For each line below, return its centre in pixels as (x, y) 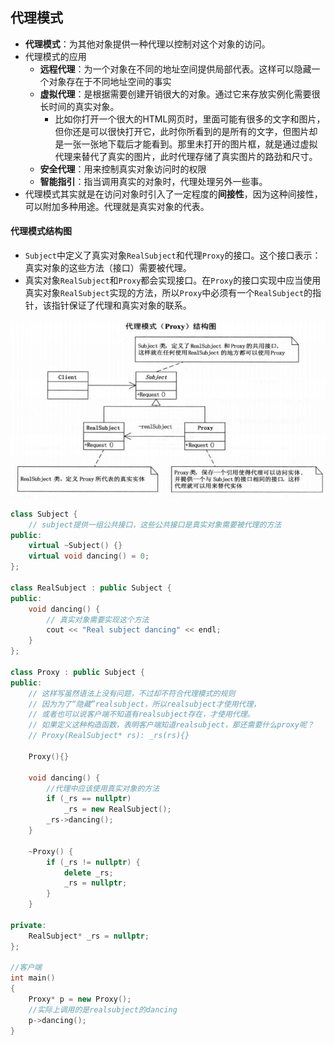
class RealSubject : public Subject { (91, 588)
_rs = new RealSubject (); (117, 809)
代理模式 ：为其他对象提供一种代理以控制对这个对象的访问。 (147, 44)
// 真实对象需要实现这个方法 (98, 619)
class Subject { (44, 514)
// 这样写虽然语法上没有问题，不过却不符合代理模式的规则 (132, 693)
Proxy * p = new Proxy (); (80, 999)
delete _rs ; (88, 873)
